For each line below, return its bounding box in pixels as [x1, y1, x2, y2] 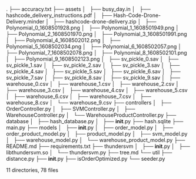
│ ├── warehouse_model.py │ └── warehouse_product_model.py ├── [6, 137, 185, 143]
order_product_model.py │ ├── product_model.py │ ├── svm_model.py [6, 130, 188, 137]
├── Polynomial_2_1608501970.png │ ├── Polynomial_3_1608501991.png [6, 31, 187, 38]
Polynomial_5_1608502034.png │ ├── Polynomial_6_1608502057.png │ [6, 43, 182, 50]
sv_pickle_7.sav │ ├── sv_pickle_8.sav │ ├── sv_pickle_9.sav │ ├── [6, 74, 181, 81]
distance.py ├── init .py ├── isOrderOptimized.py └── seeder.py [6, 156, 165, 162]
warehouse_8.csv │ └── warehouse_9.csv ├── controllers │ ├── [6, 99, 172, 106]
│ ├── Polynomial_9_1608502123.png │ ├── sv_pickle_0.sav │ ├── [6, 56, 179, 62]
